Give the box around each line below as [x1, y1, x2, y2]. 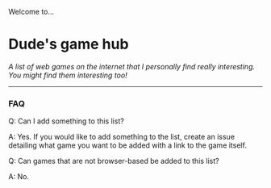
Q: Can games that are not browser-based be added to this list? [8, 157, 219, 166]
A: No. [8, 172, 30, 182]
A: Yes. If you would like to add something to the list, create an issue [8, 132, 236, 142]
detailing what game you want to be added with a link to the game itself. [8, 140, 248, 150]
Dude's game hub [8, 36, 129, 53]
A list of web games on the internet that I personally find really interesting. [8, 61, 256, 71]
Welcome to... [8, 7, 55, 16]
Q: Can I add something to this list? [8, 116, 125, 126]
